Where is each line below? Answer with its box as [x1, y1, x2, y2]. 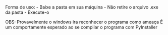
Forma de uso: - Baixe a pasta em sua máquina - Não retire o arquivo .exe [5, 4, 159, 10]
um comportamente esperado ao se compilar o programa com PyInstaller [5, 24, 158, 30]
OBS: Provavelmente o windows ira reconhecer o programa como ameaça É [5, 19, 163, 25]
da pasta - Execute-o [5, 9, 49, 15]
